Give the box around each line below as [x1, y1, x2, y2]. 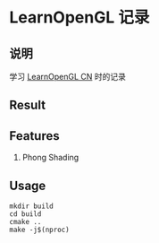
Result [9, 98, 46, 113]
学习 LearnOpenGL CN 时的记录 [9, 72, 127, 82]
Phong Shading [21, 152, 79, 163]
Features [9, 128, 60, 143]
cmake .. [9, 218, 42, 227]
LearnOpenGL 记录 [9, 7, 150, 28]
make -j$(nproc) [9, 225, 70, 235]
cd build [9, 210, 42, 219]
